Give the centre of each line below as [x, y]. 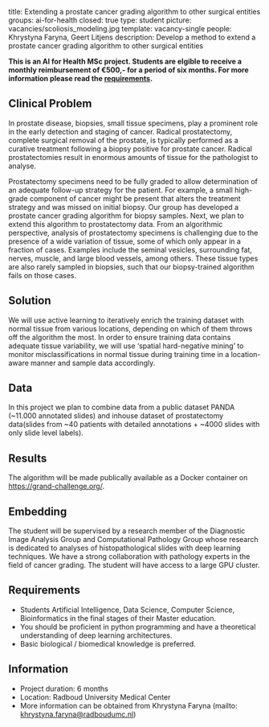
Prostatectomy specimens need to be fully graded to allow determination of [133, 181]
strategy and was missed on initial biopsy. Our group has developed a [124, 207]
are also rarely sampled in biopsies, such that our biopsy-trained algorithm [131, 267]
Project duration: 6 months [64, 688]
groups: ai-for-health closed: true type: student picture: [100, 20]
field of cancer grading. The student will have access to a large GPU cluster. [134, 565]
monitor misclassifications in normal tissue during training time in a [119, 354]
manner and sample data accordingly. [93, 363]
